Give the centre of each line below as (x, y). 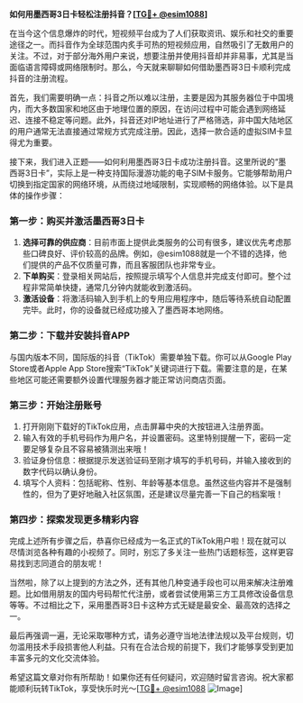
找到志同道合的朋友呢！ (60, 563)
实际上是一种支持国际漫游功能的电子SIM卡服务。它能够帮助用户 (175, 173)
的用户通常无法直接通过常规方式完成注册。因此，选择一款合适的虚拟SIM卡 (147, 131)
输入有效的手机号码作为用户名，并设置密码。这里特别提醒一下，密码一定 (156, 437)
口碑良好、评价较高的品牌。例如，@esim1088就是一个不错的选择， (155, 254)
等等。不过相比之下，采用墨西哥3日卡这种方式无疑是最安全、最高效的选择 (146, 605)
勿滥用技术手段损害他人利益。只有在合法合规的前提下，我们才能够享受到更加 (151, 647)
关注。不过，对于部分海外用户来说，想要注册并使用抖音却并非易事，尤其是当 (151, 56)
